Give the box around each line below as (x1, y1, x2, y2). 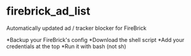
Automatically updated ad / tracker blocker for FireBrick (6, 24, 147, 32)
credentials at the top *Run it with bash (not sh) (6, 43, 127, 50)
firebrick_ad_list (6, 4, 91, 18)
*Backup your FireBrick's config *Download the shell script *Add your (6, 36, 185, 43)
